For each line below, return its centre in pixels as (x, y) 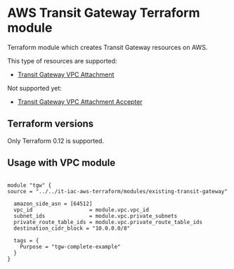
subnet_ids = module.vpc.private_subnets (96, 216)
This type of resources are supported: (62, 60)
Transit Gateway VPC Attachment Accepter (80, 101)
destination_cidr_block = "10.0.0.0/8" (72, 228)
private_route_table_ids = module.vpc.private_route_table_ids (108, 222)
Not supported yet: (34, 88)
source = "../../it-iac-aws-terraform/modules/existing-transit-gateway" (118, 191)
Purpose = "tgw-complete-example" (70, 247)
